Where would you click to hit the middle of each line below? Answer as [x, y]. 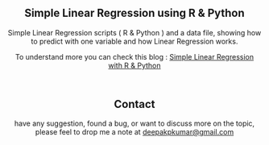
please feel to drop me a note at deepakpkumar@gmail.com [134, 132]
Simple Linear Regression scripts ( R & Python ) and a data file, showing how [134, 32]
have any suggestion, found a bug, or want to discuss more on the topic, [134, 123]
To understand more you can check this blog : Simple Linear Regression [134, 56]
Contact [134, 104]
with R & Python [134, 65]
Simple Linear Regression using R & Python [134, 13]
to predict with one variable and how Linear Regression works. [134, 41]
